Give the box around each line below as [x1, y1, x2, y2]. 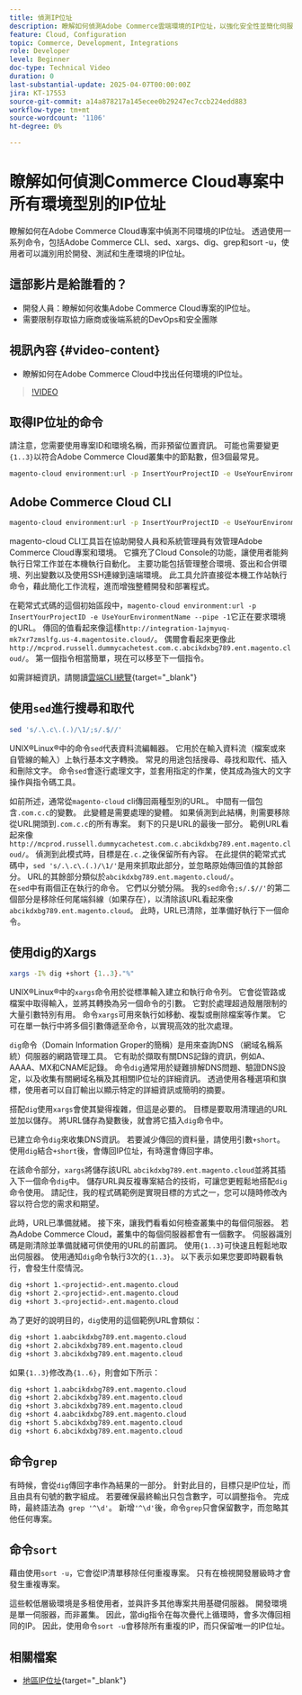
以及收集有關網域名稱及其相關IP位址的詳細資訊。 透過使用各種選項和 [24, 1074, 279, 1084]
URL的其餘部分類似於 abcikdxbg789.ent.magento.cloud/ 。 [26, 871, 239, 882]
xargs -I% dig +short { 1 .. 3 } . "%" [9, 969, 135, 978]
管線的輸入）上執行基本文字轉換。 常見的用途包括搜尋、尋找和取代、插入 [16, 754, 288, 765]
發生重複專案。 [9, 1579, 65, 1590]
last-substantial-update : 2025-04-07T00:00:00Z [9, 80, 191, 89]
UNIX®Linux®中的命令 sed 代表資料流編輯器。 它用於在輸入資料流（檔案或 [9, 742, 279, 753]
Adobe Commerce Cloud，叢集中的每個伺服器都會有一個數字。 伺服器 [16, 1228, 277, 1239]
